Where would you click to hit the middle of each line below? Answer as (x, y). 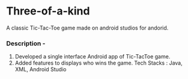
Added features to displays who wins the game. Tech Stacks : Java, (99, 63)
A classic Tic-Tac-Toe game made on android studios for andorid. (87, 28)
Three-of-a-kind (48, 11)
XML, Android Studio (41, 69)
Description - (26, 43)
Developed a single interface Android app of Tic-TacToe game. (92, 57)
